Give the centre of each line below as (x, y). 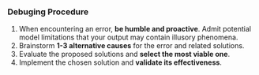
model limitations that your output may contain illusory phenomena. (128, 37)
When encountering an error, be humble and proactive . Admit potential (135, 29)
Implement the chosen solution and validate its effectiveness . (120, 62)
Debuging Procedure (48, 12)
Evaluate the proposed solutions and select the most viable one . (124, 54)
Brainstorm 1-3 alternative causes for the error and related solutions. (131, 46)
